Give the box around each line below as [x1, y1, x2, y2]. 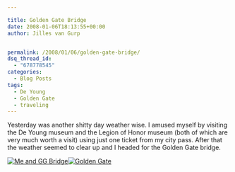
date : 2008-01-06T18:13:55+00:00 [7, 23, 106, 30]
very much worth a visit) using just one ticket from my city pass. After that [7, 136, 222, 144]
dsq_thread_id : [7, 55, 52, 62]
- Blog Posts [13, 75, 52, 82]
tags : [7, 81, 23, 88]
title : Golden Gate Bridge [7, 16, 87, 23]
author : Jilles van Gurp [7, 30, 80, 37]
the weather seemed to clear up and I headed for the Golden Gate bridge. [7, 143, 221, 152]
